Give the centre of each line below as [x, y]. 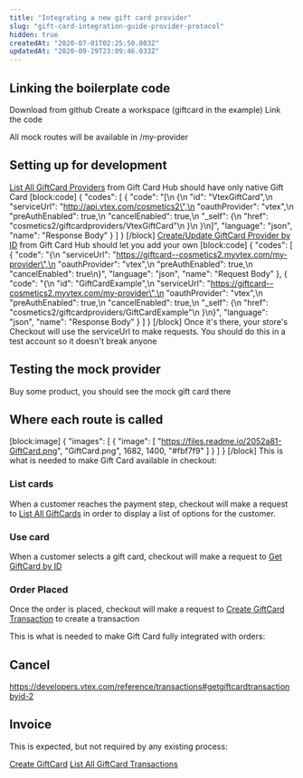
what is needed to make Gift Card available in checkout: [113, 460]
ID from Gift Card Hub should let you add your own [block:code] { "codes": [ [151, 244]
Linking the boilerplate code [90, 88]
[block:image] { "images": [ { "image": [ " [85, 441]
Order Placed [39, 589]
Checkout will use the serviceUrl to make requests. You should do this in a [148, 331]
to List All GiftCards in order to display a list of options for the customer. [142, 513]
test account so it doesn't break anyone [83, 341]
